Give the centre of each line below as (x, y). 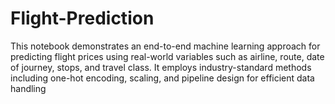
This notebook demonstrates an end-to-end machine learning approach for (165, 46)
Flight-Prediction (82, 18)
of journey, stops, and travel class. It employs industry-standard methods (161, 67)
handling (28, 88)
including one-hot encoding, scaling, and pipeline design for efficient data (162, 78)
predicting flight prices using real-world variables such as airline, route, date (167, 56)
